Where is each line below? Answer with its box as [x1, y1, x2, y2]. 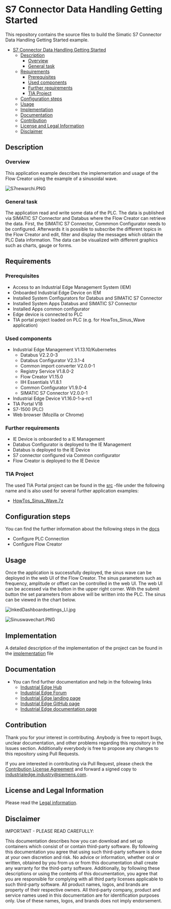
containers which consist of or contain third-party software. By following [5, 844, 158, 850]
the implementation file [5, 650, 54, 656]
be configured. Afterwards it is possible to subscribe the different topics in [5, 226, 162, 232]
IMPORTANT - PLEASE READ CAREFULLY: [5, 828, 94, 834]
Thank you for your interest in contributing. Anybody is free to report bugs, [5, 734, 162, 740]
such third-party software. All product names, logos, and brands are [5, 881, 149, 888]
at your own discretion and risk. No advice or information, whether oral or [5, 854, 160, 860]
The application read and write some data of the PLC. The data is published [5, 210, 164, 216]
